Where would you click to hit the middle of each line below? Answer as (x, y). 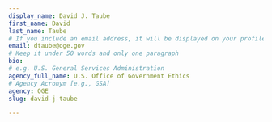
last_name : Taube (38, 31)
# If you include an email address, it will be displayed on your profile (137, 38)
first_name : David (39, 23)
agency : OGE (28, 91)
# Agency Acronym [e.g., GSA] (59, 83)
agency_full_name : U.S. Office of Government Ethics (99, 76)
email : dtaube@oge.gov (47, 46)
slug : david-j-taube (43, 99)
